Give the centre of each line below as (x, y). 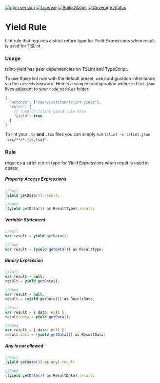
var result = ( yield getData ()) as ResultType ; (54, 249)
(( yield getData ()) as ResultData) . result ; (50, 375)
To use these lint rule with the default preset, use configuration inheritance (80, 78)
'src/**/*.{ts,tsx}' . (27, 139)
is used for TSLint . (23, 46)
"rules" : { (20, 107)
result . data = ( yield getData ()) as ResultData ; (55, 335)
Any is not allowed (24, 345)
